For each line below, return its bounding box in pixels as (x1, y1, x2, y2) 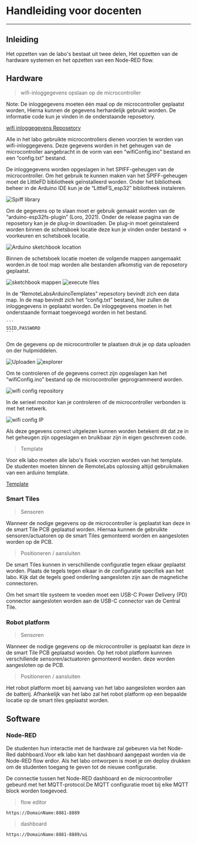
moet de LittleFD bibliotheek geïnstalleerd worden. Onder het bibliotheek (6, 178, 182, 185)
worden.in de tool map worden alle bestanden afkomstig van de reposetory (6, 261, 188, 268)
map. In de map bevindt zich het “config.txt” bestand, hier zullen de (6, 296, 169, 303)
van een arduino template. (6, 469, 69, 476)
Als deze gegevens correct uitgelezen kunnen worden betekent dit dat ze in (6, 427, 189, 435)
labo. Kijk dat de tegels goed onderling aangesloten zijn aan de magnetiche (6, 573, 188, 580)
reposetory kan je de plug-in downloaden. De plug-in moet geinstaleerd (6, 219, 179, 226)
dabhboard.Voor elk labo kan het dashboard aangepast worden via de (16, 751, 186, 758)
